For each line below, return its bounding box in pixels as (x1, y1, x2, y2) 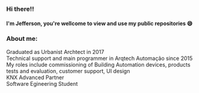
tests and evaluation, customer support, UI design (6, 67, 130, 74)
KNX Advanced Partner (6, 74, 65, 81)
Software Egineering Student (6, 80, 78, 87)
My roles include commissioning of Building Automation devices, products (6, 61, 191, 68)
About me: (6, 35, 38, 43)
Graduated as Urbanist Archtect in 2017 (6, 48, 104, 55)
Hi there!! (6, 5, 34, 13)
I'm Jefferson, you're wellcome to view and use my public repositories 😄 (6, 20, 193, 27)
